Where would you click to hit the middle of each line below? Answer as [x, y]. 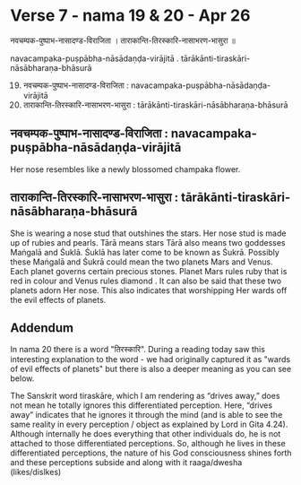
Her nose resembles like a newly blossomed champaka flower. [125, 169]
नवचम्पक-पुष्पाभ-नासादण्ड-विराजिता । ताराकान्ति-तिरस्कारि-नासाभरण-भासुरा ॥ [123, 40]
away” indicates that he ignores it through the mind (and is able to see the [146, 415]
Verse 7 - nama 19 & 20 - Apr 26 [130, 16]
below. [22, 378]
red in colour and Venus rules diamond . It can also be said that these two [146, 281]
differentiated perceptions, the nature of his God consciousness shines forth [151, 453]
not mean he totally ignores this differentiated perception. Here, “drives [141, 405]
